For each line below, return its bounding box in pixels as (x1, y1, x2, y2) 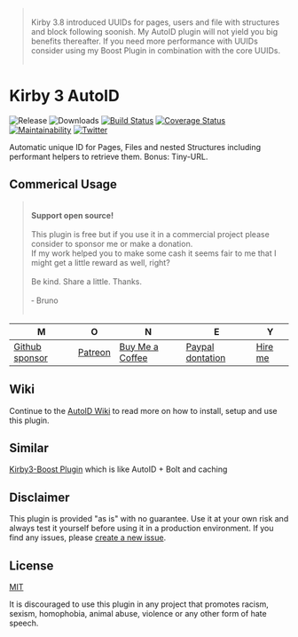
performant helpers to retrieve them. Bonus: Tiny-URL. (9, 151, 208, 162)
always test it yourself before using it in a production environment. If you (9, 523, 274, 534)
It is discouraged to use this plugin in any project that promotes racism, (9, 599, 269, 609)
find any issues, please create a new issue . (9, 532, 167, 543)
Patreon (78, 346, 111, 358)
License (9, 558, 54, 573)
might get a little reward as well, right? (30, 257, 170, 267)
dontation (185, 351, 226, 363)
